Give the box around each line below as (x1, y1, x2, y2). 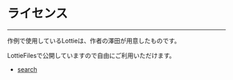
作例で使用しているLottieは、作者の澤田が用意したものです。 (7, 36, 181, 45)
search (17, 65, 37, 73)
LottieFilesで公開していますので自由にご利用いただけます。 (7, 51, 175, 59)
